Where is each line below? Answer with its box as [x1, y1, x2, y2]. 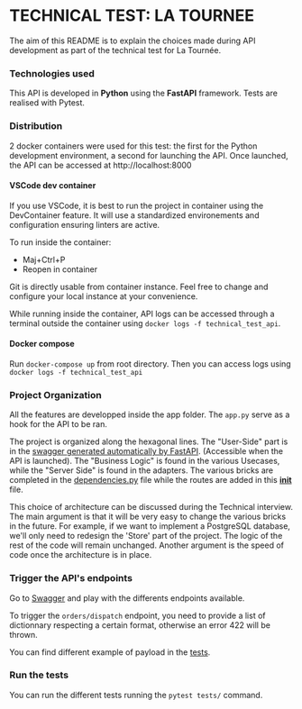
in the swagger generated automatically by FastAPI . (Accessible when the [9, 446, 284, 457]
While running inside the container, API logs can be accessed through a [9, 308, 275, 319]
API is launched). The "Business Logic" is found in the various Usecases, [9, 456, 280, 467]
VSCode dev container [9, 180, 96, 191]
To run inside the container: [9, 236, 112, 248]
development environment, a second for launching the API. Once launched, [9, 150, 288, 160]
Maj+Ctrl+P [22, 254, 66, 265]
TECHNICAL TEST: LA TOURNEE [9, 5, 255, 26]
